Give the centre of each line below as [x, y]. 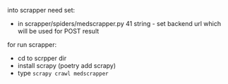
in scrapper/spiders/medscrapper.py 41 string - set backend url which [119, 23]
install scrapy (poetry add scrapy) [67, 65]
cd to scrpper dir [42, 58]
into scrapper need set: [41, 10]
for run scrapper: [32, 44]
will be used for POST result [58, 31]
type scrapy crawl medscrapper [63, 73]
